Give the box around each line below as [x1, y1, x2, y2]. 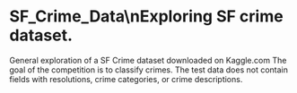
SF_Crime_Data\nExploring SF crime [9, 6, 284, 27]
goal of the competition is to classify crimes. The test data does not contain [9, 64, 289, 75]
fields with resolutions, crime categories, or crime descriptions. [9, 73, 243, 84]
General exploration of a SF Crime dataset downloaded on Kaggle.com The [9, 55, 287, 65]
